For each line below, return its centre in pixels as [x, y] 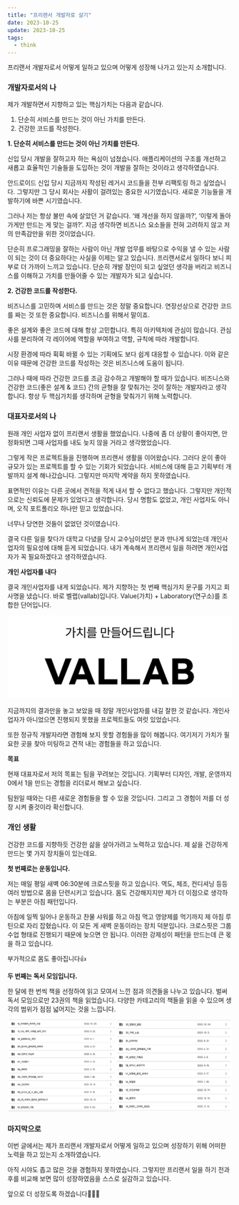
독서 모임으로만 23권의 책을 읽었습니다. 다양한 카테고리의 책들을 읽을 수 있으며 [116, 1000]
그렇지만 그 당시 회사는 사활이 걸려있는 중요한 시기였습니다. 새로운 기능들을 [121, 192]
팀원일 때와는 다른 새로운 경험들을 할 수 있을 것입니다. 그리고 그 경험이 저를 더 [115, 798]
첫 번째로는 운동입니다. [39, 868]
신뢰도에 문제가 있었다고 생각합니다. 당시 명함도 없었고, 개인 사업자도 [121, 499]
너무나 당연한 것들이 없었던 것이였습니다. [63, 523]
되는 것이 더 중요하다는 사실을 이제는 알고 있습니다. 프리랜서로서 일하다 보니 [119, 258]
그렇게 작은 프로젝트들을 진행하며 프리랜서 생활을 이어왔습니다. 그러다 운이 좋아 [117, 458]
